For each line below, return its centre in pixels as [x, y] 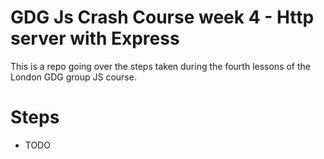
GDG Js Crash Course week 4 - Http [162, 17]
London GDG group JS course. [73, 77]
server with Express [95, 38]
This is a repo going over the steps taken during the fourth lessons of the [160, 66]
